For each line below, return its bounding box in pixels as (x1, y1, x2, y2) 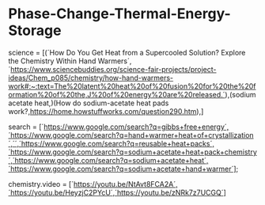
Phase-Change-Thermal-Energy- (8, 5, 231, 23)
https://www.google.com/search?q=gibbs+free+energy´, (43, 122, 229, 131)
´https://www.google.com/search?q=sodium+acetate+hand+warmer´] (8, 164, 237, 173)
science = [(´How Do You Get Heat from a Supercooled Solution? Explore (8, 47, 246, 57)
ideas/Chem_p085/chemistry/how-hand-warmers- (8, 73, 174, 82)
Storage (8, 21, 62, 40)
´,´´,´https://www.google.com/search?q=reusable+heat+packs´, (8, 139, 215, 148)
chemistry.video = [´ (8, 179, 74, 188)
